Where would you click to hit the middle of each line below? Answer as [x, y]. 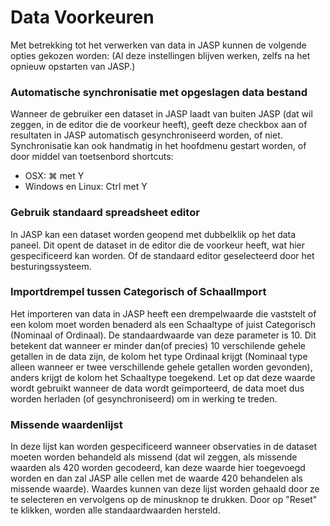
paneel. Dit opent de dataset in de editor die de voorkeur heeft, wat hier [158, 245]
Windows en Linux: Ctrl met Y [86, 187]
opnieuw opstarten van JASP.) [73, 66]
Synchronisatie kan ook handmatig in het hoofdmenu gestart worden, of [158, 146]
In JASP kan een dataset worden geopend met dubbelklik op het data [153, 234]
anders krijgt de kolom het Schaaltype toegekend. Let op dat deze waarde [163, 377]
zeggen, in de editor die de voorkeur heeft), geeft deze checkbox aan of [159, 125]
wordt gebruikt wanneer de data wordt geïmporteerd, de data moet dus [157, 388]
